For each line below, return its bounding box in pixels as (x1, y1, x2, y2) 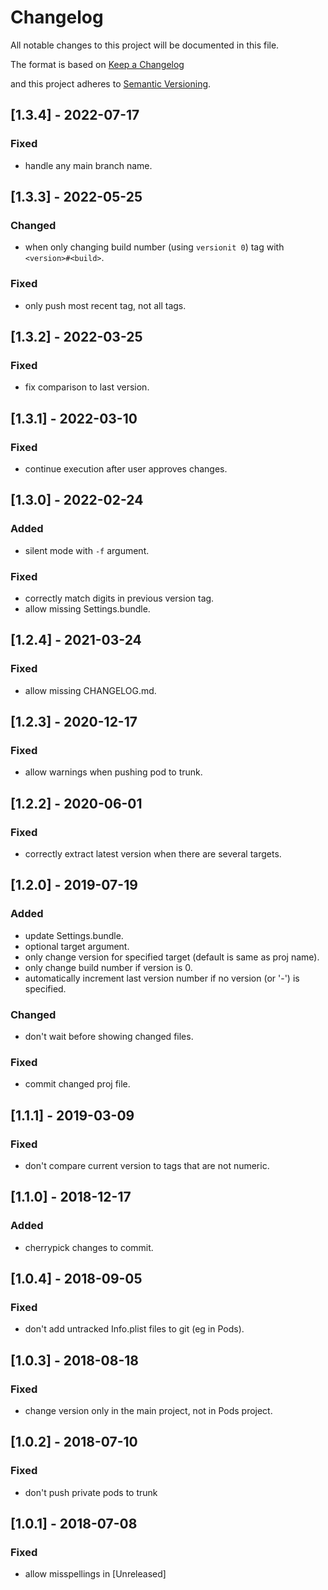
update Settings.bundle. (24, 929, 124, 941)
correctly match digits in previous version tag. (24, 592, 215, 604)
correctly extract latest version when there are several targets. (24, 848, 282, 860)
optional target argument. (24, 940, 130, 952)
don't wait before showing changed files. (24, 1031, 194, 1043)
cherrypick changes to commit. (24, 1241, 154, 1253)
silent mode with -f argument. (24, 544, 150, 556)
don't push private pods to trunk (24, 1486, 158, 1498)
